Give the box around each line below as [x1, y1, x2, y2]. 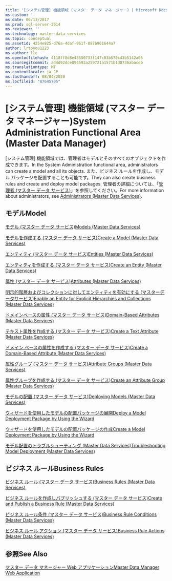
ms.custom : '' [5, 12, 36, 17]
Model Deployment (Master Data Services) [5, 448, 96, 454]
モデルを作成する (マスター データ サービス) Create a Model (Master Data [5, 234, 159, 241]
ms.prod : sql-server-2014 [5, 22, 60, 27]
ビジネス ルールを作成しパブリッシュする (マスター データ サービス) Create [5, 495, 162, 501]
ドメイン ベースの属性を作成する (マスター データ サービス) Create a [5, 344, 148, 350]
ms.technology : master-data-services [5, 31, 86, 36]
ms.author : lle [5, 50, 38, 55]
